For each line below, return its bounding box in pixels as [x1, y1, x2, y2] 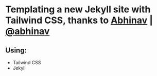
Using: [5, 46, 27, 54]
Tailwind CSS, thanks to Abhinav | [5, 14, 153, 26]
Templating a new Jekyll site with [5, 4, 151, 15]
